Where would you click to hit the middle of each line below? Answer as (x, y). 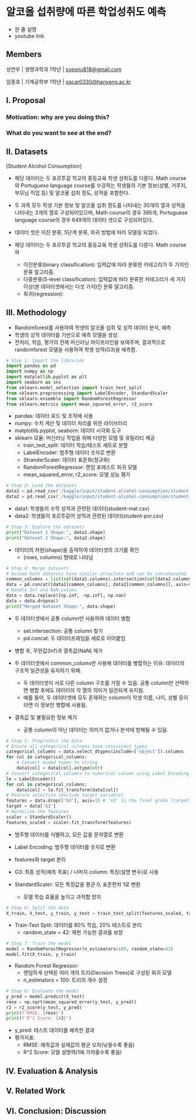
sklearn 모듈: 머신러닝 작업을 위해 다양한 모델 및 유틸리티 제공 (85, 438)
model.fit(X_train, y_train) (41, 955)
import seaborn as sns (34, 382)
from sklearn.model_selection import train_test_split (74, 387)
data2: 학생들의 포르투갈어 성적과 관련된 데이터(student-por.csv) (89, 516)
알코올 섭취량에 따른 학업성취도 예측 (86, 12)
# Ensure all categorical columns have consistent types (77, 746)
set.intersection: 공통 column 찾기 (63, 631)
